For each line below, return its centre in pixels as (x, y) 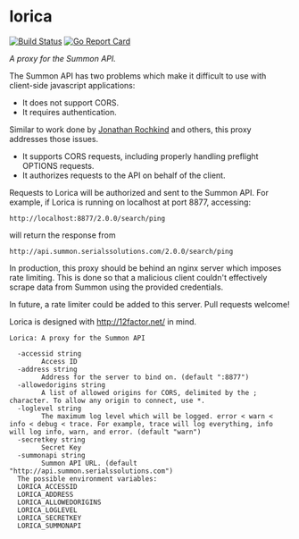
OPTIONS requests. (58, 165)
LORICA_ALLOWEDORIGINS (59, 502)
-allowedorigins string (61, 385)
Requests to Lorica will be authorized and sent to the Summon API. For (139, 192)
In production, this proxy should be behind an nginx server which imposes (145, 268)
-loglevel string (50, 408)
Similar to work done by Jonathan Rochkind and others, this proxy (130, 129)
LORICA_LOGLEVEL (47, 510)
